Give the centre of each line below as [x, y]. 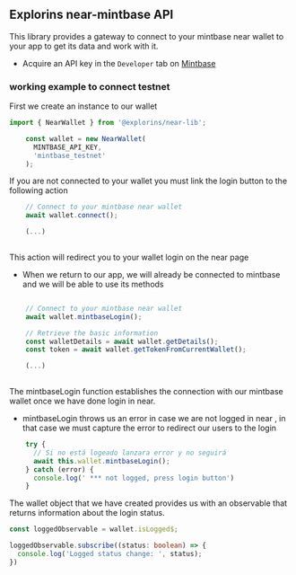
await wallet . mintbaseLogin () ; [84, 317]
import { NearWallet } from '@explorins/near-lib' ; [108, 123]
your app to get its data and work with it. [84, 46]
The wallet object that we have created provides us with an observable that [148, 503]
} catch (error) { [60, 469]
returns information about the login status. [87, 513]
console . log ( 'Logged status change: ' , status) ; [110, 554]
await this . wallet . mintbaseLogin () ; [101, 461]
